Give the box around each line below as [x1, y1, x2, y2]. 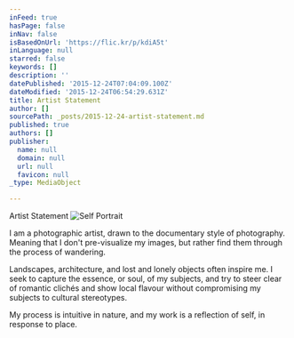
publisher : [9, 137, 50, 146]
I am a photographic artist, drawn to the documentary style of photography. [9, 228, 286, 238]
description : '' [9, 71, 69, 80]
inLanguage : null [9, 46, 74, 55]
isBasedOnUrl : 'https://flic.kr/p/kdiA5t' [9, 37, 169, 47]
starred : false [9, 54, 66, 63]
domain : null [17, 153, 66, 163]
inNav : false [9, 29, 58, 38]
